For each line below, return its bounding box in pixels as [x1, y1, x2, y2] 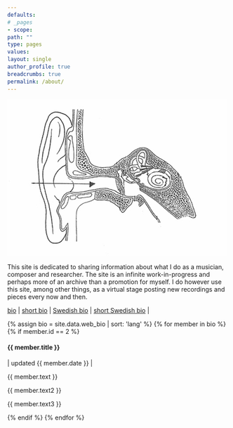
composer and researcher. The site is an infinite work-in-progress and [7, 270, 211, 278]
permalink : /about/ [7, 78, 65, 85]
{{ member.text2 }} [7, 386, 62, 394]
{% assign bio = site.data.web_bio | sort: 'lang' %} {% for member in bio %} [7, 320, 227, 328]
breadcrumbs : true [7, 70, 61, 77]
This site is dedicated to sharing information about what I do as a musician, [7, 262, 225, 271]
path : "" [7, 34, 33, 41]
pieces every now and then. [7, 292, 88, 301]
